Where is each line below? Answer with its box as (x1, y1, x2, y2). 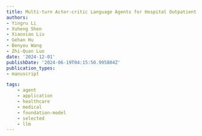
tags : (6, 82, 20, 88)
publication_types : (6, 65, 56, 71)
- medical (17, 104, 42, 110)
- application (17, 93, 53, 99)
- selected (17, 115, 45, 121)
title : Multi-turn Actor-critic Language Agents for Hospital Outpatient (6, 8, 197, 15)
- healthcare (17, 99, 50, 105)
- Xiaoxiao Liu (6, 31, 45, 37)
